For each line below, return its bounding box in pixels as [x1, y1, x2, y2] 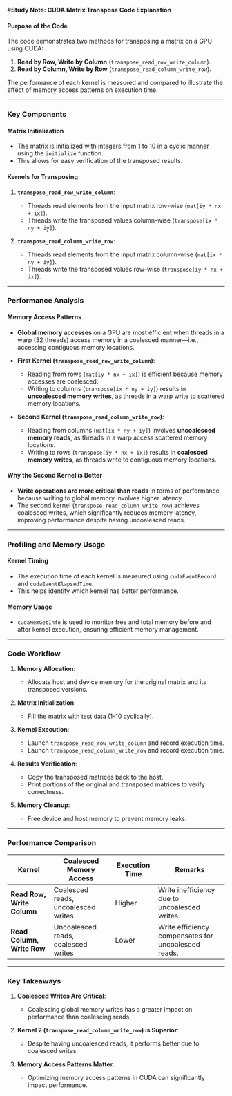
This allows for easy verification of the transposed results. [17, 157, 183, 165]
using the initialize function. [17, 149, 104, 158]
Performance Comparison [7, 838, 97, 848]
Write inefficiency [158, 885, 215, 894]
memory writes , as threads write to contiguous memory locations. [27, 455, 217, 464]
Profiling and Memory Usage [7, 539, 106, 549]
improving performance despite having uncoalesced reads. [17, 516, 186, 524]
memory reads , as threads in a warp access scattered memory [27, 433, 208, 442]
